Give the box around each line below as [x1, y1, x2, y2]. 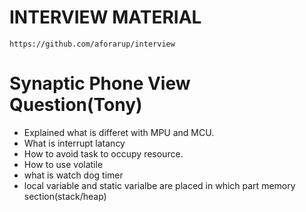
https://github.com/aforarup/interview [9, 39, 176, 49]
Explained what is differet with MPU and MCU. [23, 126, 215, 138]
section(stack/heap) [23, 190, 107, 202]
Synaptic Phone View [9, 72, 191, 95]
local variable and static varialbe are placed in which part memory [23, 179, 296, 191]
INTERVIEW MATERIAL [9, 6, 202, 29]
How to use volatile [23, 158, 104, 170]
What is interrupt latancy [23, 137, 126, 149]
